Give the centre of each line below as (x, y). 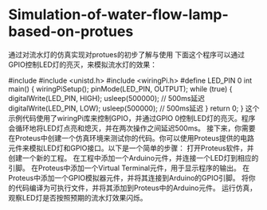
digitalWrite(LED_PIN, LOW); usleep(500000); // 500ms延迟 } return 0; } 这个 (134, 108)
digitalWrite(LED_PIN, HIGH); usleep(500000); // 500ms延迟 (107, 98)
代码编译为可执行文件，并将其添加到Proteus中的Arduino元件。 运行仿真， (136, 188)
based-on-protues (71, 31)
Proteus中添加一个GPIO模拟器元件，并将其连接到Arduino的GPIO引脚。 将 (128, 177)
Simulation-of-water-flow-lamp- (118, 15)
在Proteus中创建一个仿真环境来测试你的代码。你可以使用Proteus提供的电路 (132, 138)
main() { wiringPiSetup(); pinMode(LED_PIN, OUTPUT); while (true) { (120, 88)
